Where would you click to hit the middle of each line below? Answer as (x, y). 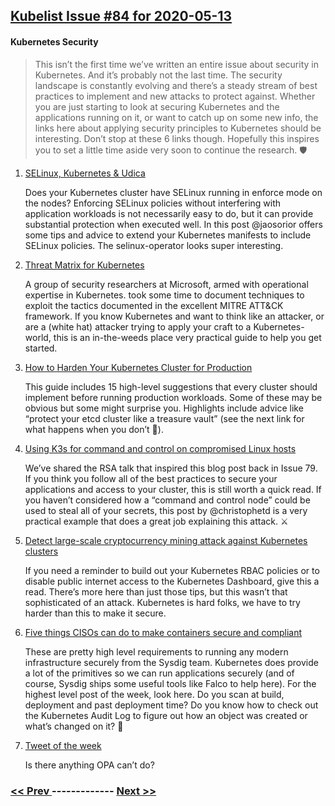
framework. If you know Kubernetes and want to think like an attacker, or (174, 316)
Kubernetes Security (54, 41)
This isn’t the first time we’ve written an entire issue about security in (176, 64)
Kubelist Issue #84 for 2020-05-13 (121, 16)
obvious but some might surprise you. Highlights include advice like (164, 408)
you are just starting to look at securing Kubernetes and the (157, 106)
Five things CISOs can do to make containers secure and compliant (163, 632)
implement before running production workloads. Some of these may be (173, 397)
